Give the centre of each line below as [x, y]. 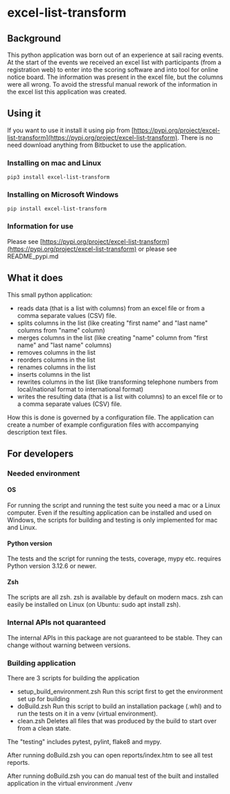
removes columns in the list [56, 352]
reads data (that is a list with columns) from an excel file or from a [111, 308]
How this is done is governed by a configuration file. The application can [111, 417]
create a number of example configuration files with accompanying [103, 425]
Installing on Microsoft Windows [63, 195]
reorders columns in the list [56, 360]
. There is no [195, 137]
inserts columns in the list [54, 374]
